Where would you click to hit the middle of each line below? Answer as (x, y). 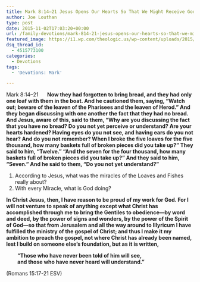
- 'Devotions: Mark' (37, 73)
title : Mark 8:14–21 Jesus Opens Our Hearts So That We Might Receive (96, 12)
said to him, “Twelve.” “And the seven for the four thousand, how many (96, 152)
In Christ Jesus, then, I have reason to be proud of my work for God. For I (98, 200)
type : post (20, 23)
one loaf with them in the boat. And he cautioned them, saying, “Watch (96, 101)
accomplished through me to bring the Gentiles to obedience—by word (96, 212)
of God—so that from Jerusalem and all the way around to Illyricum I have (99, 225)
